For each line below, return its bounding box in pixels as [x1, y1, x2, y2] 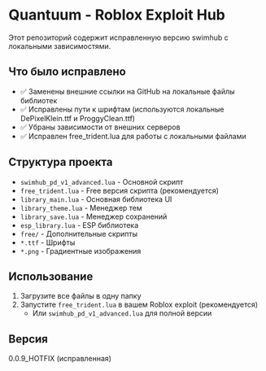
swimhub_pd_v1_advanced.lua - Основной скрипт [20, 177, 184, 186]
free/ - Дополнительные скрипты [20, 229, 138, 238]
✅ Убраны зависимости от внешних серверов [20, 122, 181, 132]
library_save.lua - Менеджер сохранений [20, 212, 168, 221]
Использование [8, 269, 94, 283]
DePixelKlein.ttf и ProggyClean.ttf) [20, 113, 136, 123]
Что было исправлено [8, 65, 126, 79]
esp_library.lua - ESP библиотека [20, 220, 139, 229]
